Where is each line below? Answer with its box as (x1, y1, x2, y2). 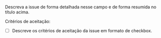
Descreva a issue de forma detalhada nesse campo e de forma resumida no (5, 4, 157, 10)
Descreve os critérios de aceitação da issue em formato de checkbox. (12, 28, 152, 33)
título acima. (5, 9, 30, 15)
